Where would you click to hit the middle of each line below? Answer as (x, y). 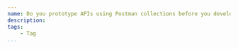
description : (27, 20)
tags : (15, 27)
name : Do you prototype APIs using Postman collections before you (109, 14)
